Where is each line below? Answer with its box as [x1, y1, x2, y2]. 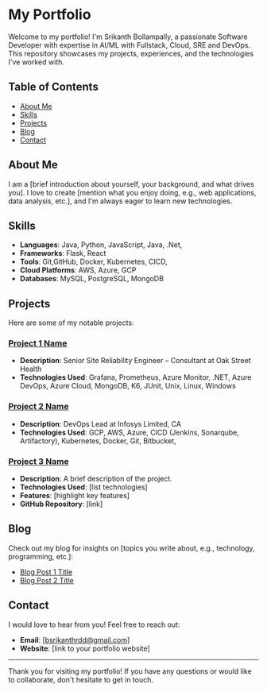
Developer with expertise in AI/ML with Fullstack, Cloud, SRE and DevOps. [8, 40, 251, 49]
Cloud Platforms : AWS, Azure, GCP [19, 265, 137, 275]
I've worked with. [8, 57, 65, 67]
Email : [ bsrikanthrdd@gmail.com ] [19, 635, 130, 644]
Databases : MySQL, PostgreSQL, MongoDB [19, 274, 164, 284]
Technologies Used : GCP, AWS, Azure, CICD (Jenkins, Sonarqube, [19, 427, 240, 437]
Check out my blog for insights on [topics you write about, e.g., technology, [8, 543, 256, 553]
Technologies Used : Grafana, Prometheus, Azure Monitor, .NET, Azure [19, 373, 252, 382]
